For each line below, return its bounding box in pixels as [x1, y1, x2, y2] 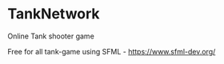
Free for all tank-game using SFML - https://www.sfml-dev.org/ [7, 46, 216, 56]
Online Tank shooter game [7, 31, 95, 41]
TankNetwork [7, 5, 101, 23]
